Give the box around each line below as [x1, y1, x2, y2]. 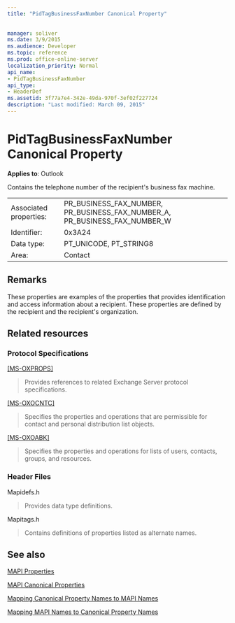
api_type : [7, 82, 36, 89]
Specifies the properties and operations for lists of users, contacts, [24, 447, 218, 455]
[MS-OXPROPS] [7, 364, 54, 373]
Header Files [7, 472, 51, 482]
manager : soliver [7, 29, 58, 37]
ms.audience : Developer [7, 43, 77, 50]
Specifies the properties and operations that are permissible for [24, 413, 208, 421]
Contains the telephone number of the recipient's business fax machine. [7, 182, 215, 191]
